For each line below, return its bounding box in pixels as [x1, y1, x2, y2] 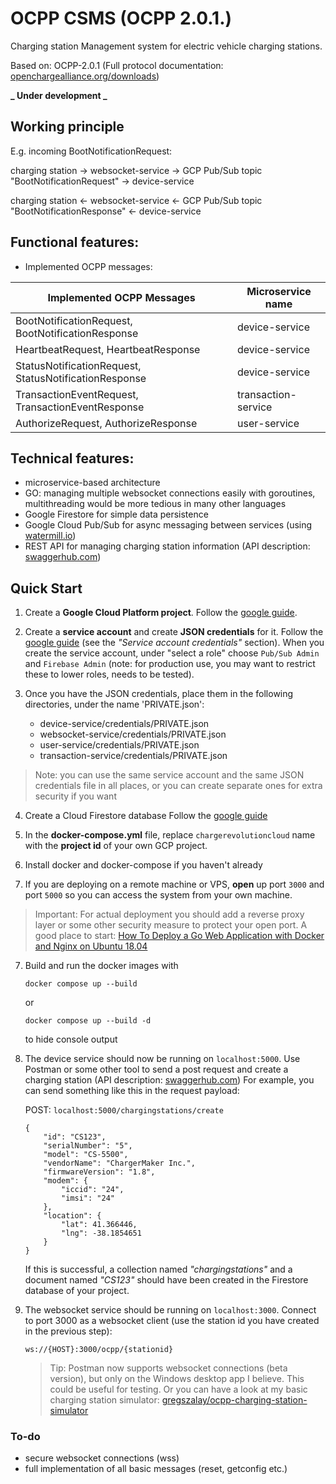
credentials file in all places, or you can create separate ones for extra [34, 780, 323, 792]
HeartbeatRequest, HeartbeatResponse [15, 342, 201, 356]
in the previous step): [24, 1325, 113, 1337]
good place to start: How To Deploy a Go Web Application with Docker [34, 930, 325, 942]
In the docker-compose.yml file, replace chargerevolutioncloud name [24, 829, 316, 841]
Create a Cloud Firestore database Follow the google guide [24, 810, 268, 822]
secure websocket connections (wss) [24, 1452, 180, 1464]
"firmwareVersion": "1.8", [43, 1167, 156, 1177]
